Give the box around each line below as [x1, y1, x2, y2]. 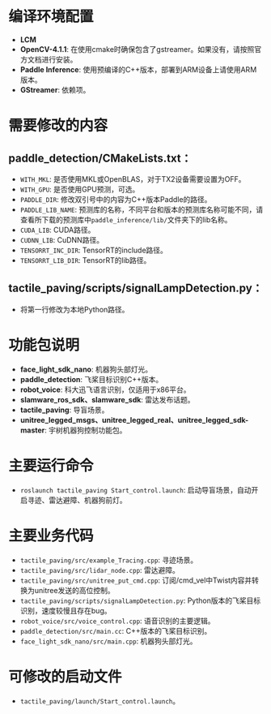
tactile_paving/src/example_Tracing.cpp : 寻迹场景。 [19, 555, 198, 565]
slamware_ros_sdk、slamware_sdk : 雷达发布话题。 [19, 394, 196, 404]
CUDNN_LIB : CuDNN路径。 [19, 234, 104, 244]
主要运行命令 [8, 456, 95, 475]
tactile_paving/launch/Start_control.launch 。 [19, 695, 180, 706]
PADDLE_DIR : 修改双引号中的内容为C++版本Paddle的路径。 [19, 194, 212, 204]
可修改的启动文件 [8, 667, 123, 686]
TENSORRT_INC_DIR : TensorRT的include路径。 [19, 245, 168, 255]
